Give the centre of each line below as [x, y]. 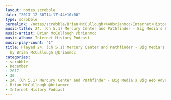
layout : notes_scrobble [31, 10]
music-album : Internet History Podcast [48, 38]
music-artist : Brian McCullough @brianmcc [51, 33]
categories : [18, 57]
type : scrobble [21, 19]
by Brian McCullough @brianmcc [43, 52]
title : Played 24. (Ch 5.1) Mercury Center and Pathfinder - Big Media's [85, 47]
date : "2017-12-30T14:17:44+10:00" [43, 15]
